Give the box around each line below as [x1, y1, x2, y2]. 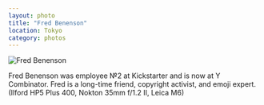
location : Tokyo [8, 26, 62, 34]
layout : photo [8, 11, 56, 20]
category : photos [8, 33, 66, 42]
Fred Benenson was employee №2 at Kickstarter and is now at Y [8, 71, 221, 80]
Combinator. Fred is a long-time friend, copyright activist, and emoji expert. [8, 80, 256, 89]
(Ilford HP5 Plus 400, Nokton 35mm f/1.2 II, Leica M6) [8, 88, 185, 98]
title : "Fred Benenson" [8, 19, 88, 27]
